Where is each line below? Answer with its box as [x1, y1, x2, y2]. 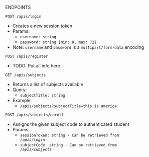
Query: [12, 87, 27, 93]
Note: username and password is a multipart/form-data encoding [12, 44, 144, 50]
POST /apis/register [5, 54, 49, 59]
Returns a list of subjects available [12, 82, 84, 87]
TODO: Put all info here [12, 63, 60, 68]
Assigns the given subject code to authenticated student [12, 121, 129, 127]
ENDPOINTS [5, 5, 31, 10]
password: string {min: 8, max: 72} [20, 40, 97, 45]
